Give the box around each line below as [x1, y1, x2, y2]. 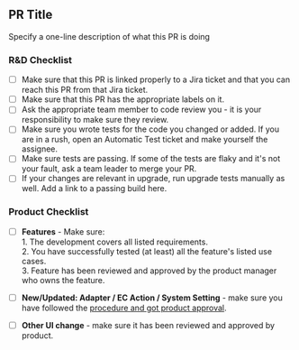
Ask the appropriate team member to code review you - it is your [21, 104, 262, 115]
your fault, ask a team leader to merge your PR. [21, 163, 197, 174]
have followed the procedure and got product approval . [21, 302, 227, 313]
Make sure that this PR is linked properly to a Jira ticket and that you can [21, 74, 290, 85]
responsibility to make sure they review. [21, 115, 169, 125]
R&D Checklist [8, 53, 73, 66]
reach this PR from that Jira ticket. [21, 85, 149, 96]
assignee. [21, 143, 59, 154]
